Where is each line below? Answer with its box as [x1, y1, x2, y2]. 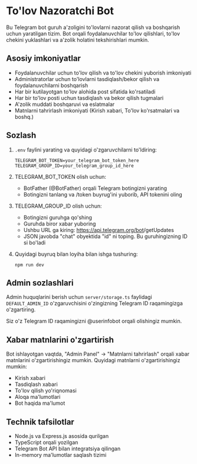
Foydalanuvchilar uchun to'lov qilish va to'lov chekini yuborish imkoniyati [14, 69, 192, 76]
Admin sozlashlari [6, 278, 74, 288]
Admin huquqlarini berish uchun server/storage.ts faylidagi [6, 294, 152, 301]
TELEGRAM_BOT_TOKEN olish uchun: [14, 173, 107, 180]
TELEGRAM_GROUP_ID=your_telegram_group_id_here [14, 163, 134, 169]
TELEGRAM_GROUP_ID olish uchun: [14, 202, 102, 210]
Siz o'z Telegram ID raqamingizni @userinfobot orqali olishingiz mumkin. [6, 318, 182, 325]
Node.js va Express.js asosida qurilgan [14, 433, 109, 439]
